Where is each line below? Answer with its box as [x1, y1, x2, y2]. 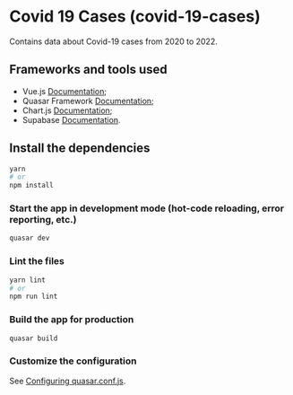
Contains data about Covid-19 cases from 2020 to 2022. [9, 36, 218, 47]
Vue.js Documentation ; [22, 85, 108, 96]
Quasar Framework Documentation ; [22, 95, 154, 106]
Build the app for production [9, 313, 134, 326]
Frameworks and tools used [9, 62, 168, 77]
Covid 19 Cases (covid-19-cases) [9, 6, 262, 27]
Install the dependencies [9, 141, 151, 156]
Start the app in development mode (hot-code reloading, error [9, 202, 285, 215]
